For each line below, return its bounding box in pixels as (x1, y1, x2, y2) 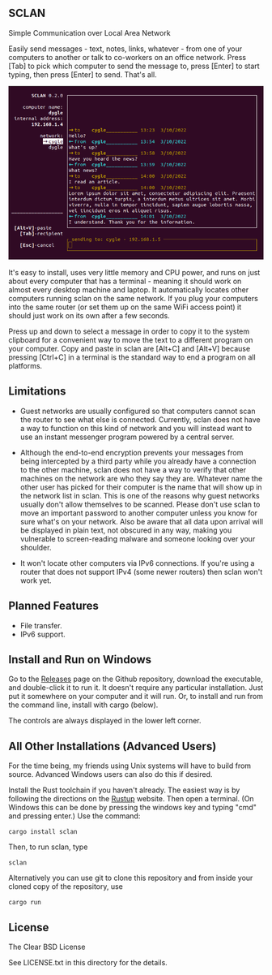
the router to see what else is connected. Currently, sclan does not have (19, 414, 261, 425)
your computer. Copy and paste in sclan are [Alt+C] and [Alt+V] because (8, 343, 251, 353)
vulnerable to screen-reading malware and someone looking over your (19, 533, 256, 543)
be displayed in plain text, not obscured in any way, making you (19, 525, 232, 535)
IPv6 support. (19, 629, 66, 639)
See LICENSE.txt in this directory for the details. (8, 957, 168, 967)
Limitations (8, 385, 66, 399)
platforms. (8, 360, 43, 370)
